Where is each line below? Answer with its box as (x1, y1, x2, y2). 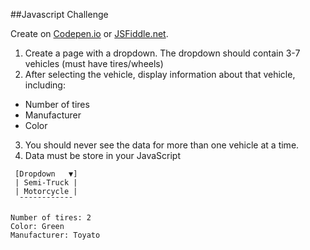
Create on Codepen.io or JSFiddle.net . (10, 28, 169, 39)
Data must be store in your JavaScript (24, 150, 182, 161)
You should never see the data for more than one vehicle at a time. (24, 139, 300, 151)
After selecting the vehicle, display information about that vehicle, (24, 69, 296, 80)
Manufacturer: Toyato (10, 230, 101, 240)
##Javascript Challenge (10, 9, 109, 20)
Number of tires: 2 (10, 213, 92, 223)
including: (24, 79, 66, 91)
